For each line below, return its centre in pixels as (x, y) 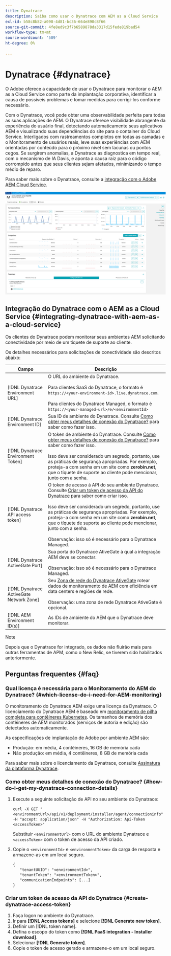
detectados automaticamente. (37, 728)
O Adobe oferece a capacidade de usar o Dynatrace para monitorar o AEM (83, 88)
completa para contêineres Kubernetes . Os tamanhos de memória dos (79, 717)
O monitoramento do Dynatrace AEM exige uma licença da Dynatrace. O (81, 706)
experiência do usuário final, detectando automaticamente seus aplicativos (84, 126)
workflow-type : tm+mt (28, 32)
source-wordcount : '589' (32, 38)
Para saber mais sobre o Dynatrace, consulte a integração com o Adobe (81, 179)
